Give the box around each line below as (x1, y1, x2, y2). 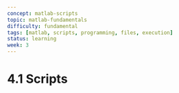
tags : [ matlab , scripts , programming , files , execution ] (7, 29, 174, 36)
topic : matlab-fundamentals (7, 16, 88, 23)
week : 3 (7, 42, 29, 49)
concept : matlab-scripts (7, 10, 78, 17)
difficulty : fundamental (7, 23, 78, 29)
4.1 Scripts (7, 71, 68, 87)
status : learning (7, 36, 57, 42)
